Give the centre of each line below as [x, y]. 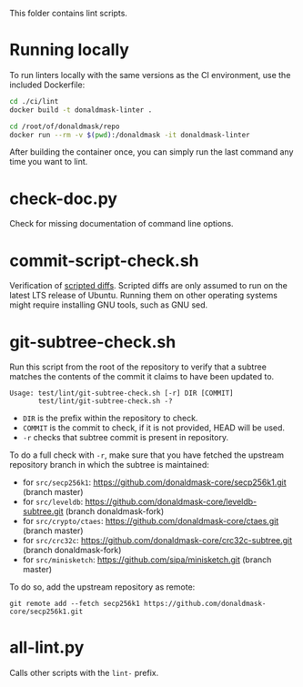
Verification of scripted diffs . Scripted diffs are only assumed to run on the [149, 286]
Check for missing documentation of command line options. [121, 224]
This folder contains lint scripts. [68, 13]
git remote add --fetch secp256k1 [75, 604]
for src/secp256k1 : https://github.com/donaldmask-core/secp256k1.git [154, 482]
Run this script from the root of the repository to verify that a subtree [138, 367]
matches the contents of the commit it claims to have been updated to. [142, 377]
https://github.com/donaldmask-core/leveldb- [171, 502]
